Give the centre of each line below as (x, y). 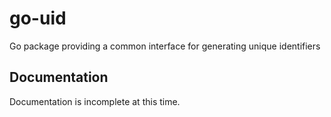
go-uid (38, 18)
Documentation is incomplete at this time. (95, 101)
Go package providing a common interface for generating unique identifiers (165, 46)
